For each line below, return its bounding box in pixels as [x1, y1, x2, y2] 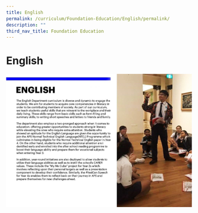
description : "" [6, 22, 46, 28]
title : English [6, 9, 44, 15]
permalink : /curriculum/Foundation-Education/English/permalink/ [6, 15, 170, 22]
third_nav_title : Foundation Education [6, 28, 104, 34]
